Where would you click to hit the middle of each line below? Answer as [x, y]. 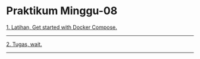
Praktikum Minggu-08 [62, 11]
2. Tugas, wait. [24, 44]
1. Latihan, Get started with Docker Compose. [62, 27]
